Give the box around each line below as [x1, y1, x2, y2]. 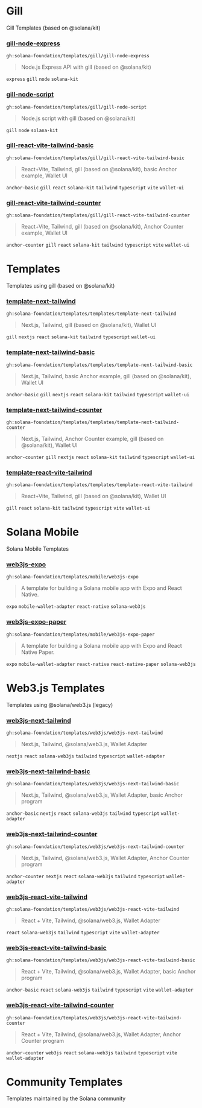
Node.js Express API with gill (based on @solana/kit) [21, 63, 152, 71]
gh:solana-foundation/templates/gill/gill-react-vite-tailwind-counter [6, 212, 190, 218]
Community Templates [6, 1075, 123, 1089]
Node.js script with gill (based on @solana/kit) [21, 115, 136, 122]
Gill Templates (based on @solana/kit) [6, 24, 101, 31]
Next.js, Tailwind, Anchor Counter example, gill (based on [21, 435, 164, 442]
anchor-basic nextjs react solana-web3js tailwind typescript [6, 811, 160, 817]
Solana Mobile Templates [6, 545, 69, 552]
